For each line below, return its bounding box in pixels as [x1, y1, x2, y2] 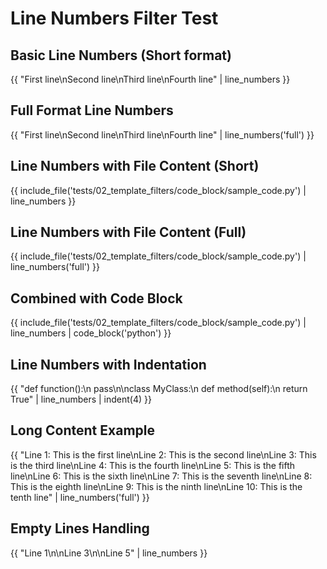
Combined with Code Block [10, 290, 183, 307]
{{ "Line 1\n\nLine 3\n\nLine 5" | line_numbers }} [10, 547, 208, 559]
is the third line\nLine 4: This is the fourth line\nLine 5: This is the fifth [10, 459, 296, 471]
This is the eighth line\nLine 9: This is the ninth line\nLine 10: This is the [10, 480, 303, 492]
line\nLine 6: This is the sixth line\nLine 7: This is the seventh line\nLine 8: [10, 470, 313, 482]
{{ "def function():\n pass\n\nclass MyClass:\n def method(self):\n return [10, 383, 308, 395]
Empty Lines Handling [10, 520, 150, 537]
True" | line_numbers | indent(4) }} [10, 393, 152, 406]
